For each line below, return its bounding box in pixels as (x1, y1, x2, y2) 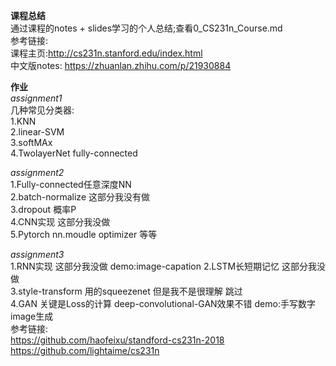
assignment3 (10, 249, 65, 260)
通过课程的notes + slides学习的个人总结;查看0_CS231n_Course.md (10, 22, 283, 34)
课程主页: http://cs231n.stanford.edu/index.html (10, 47, 203, 59)
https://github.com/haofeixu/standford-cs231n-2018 (10, 334, 225, 346)
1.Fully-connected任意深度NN (10, 179, 132, 190)
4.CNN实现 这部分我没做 (10, 216, 111, 228)
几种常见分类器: (10, 104, 75, 116)
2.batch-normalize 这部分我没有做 (10, 191, 150, 203)
